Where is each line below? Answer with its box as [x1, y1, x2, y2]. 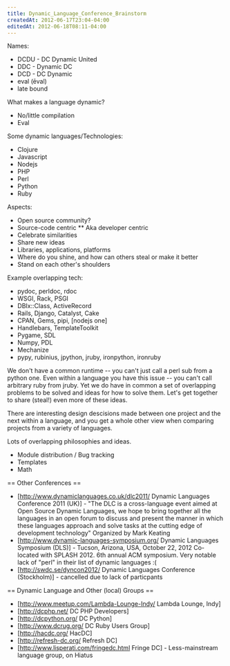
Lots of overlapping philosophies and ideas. [7, 437, 132, 446]
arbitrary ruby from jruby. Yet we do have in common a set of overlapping [7, 381, 216, 390]
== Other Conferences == [7, 479, 82, 487]
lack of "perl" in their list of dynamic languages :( [17, 558, 157, 567]
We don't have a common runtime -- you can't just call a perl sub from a [7, 367, 213, 375]
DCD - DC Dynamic [17, 70, 73, 78]
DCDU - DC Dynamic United [17, 55, 98, 64]
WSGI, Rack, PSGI [17, 294, 69, 303]
